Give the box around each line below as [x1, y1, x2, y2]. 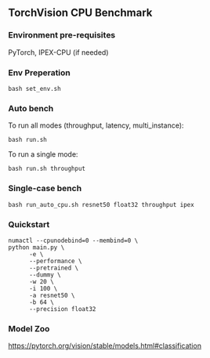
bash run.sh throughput [8, 165, 86, 173]
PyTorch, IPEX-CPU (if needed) [8, 47, 109, 57]
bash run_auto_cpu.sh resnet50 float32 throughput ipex [8, 201, 194, 208]
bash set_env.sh [8, 85, 61, 92]
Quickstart [8, 219, 50, 230]
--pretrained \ [28, 264, 79, 272]
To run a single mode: [8, 150, 78, 159]
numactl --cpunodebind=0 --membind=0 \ [8, 237, 139, 244]
